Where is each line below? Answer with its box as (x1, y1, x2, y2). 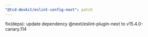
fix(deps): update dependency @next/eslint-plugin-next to (5, 21, 125, 27)
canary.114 (5, 26, 27, 32)
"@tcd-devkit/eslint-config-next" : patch (5, 7, 93, 12)
